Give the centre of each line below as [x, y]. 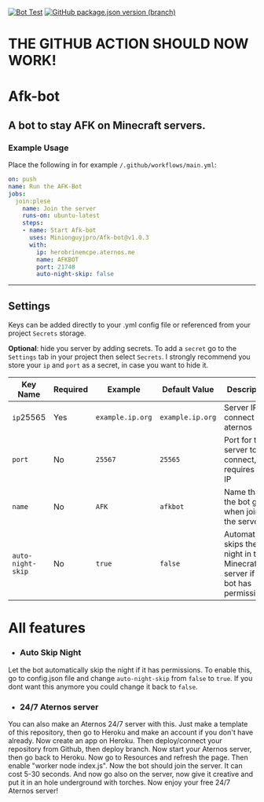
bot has [238, 584]
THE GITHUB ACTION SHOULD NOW [128, 44]
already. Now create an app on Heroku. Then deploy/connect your [115, 740]
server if [239, 573]
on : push [22, 179]
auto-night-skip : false [75, 274]
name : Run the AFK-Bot [45, 186]
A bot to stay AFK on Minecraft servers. [107, 125]
